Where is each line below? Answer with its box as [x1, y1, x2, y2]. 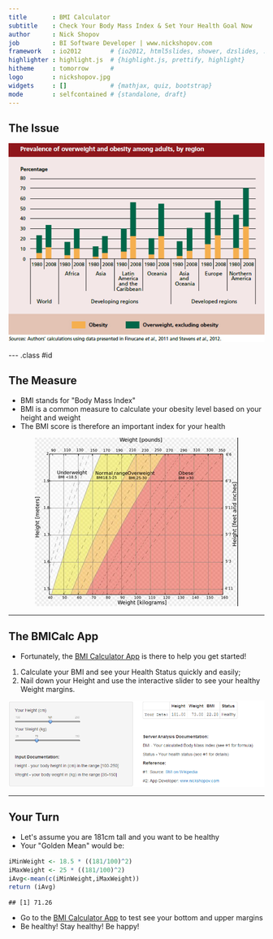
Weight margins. [19, 684, 76, 694]
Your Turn [8, 811, 59, 824]
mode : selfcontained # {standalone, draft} [8, 90, 187, 98]
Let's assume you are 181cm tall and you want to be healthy [19, 832, 219, 842]
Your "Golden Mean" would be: [19, 841, 124, 850]
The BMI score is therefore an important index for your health [19, 421, 226, 431]
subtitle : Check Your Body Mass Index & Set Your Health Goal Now [8, 21, 253, 30]
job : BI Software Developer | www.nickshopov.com [8, 39, 213, 47]
